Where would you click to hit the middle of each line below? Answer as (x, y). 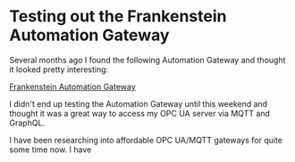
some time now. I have (51, 150)
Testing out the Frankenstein (118, 16)
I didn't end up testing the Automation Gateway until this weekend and (139, 103)
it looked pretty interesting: (59, 69)
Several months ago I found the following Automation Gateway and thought (147, 60)
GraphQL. (27, 123)
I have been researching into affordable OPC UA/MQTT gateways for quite (146, 140)
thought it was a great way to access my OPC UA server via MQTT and (140, 113)
